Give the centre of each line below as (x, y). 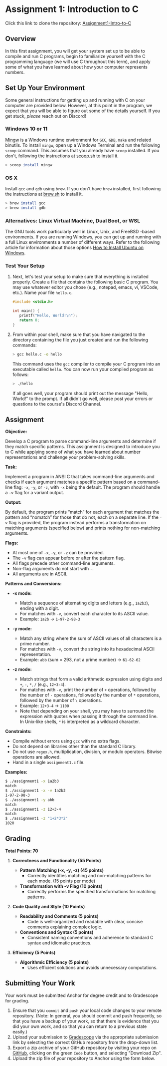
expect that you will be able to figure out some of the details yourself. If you (83, 111)
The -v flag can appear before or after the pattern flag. (69, 558)
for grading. (17, 1000)
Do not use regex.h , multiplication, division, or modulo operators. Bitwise (87, 752)
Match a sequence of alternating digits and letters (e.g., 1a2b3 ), (84, 603)
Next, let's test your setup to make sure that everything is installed (80, 277)
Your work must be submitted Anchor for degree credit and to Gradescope (82, 995)
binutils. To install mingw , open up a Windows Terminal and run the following (83, 145)
